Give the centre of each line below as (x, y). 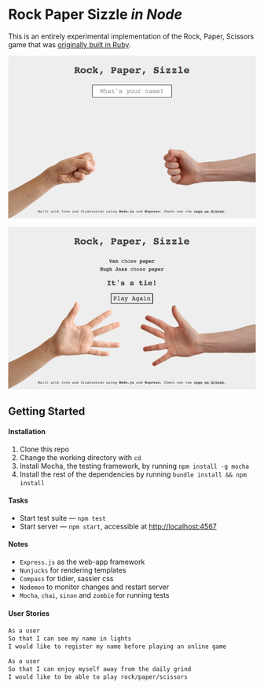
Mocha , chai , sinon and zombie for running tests (94, 595)
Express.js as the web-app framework (82, 562)
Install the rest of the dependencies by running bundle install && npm (133, 474)
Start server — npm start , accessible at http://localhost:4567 (118, 526)
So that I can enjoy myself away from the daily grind (100, 669)
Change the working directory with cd (80, 457)
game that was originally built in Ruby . (70, 44)
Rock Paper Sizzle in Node (95, 15)
